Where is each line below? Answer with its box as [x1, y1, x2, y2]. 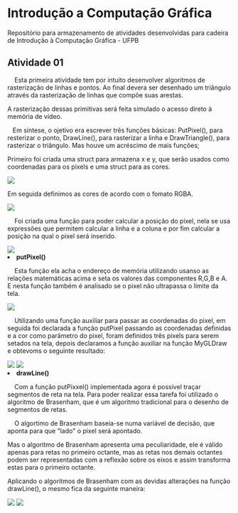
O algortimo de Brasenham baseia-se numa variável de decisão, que [13, 418, 215, 428]
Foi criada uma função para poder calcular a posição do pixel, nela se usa [13, 216, 231, 225]
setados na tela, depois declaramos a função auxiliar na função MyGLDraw [7, 339, 227, 347]
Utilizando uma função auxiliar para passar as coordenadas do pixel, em [13, 316, 226, 324]
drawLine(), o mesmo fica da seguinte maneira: [7, 484, 146, 492]
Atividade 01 [7, 57, 64, 69]
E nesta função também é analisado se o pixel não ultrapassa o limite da [7, 281, 219, 290]
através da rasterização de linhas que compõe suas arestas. [7, 90, 183, 99]
